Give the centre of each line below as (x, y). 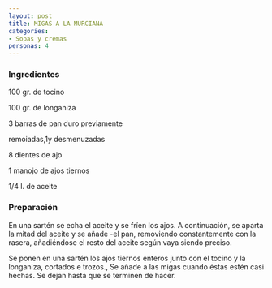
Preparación (33, 208)
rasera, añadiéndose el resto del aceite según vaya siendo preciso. (121, 242)
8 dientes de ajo (35, 155)
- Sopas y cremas (38, 39)
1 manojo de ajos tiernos (49, 170)
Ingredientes (34, 75)
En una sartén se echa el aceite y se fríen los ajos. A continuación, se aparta (136, 225)
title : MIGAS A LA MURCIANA (56, 24)
